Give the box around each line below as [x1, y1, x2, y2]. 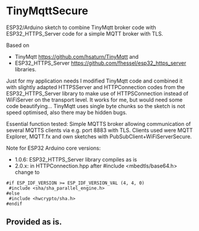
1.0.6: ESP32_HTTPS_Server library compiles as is [14, 156, 137, 163]
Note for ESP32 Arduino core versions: [6, 144, 101, 151]
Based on [6, 42, 30, 49]
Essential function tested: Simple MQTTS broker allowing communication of [6, 120, 191, 127]
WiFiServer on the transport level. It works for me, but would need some [6, 96, 183, 103]
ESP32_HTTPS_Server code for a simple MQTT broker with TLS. [6, 30, 163, 37]
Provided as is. [6, 217, 62, 227]
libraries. [14, 65, 37, 72]
